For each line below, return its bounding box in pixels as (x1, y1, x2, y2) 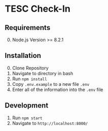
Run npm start (12, 115, 43, 121)
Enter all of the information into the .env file (12, 86, 103, 92)
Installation (5, 51, 41, 60)
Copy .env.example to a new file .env (12, 81, 90, 87)
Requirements (5, 23, 50, 32)
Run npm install (12, 76, 47, 82)
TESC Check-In (5, 3, 71, 15)
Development (5, 101, 49, 110)
